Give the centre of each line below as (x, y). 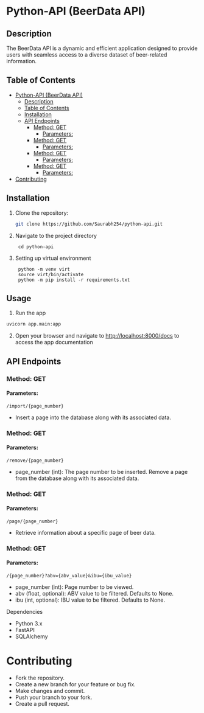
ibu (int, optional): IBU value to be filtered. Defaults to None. (90, 600)
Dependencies (25, 612)
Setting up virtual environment (53, 258)
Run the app (30, 313)
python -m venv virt (44, 269)
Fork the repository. (40, 678)
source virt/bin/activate (51, 274)
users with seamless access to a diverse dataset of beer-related (87, 55)
